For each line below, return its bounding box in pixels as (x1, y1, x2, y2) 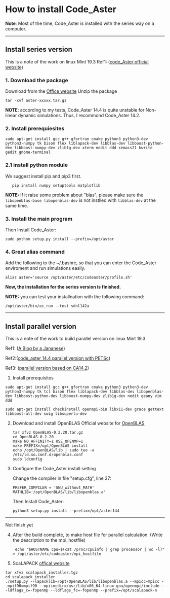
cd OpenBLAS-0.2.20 (12, 435, 54, 440)
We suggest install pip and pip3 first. (5, 173, 82, 179)
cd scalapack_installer (5, 575, 56, 580)
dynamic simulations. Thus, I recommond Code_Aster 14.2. (18, 113, 141, 119)
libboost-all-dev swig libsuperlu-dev (5, 411, 87, 416)
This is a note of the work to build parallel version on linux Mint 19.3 (5, 336, 146, 342)
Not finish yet (5, 522, 33, 528)
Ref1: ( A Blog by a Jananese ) (5, 345, 65, 351)
